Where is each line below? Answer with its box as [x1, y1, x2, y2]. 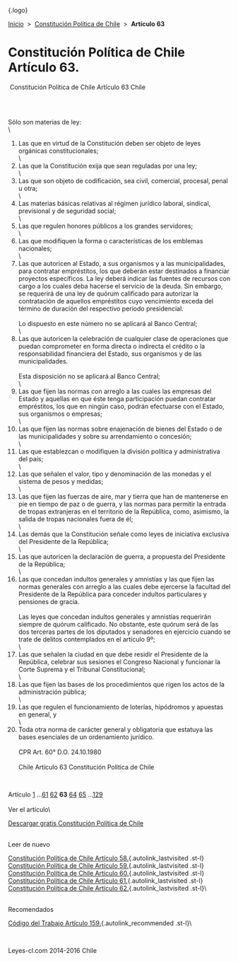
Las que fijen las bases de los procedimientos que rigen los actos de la [18, 680, 225, 688]
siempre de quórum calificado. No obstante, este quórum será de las [18, 620, 219, 628]
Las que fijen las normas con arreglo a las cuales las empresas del [18, 387, 212, 395]
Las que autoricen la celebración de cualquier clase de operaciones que [18, 334, 229, 342]
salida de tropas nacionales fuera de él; [18, 514, 133, 523]
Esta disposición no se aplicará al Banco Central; [18, 371, 161, 381]
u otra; [18, 184, 38, 192]
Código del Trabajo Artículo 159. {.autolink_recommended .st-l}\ [8, 919, 192, 927]
